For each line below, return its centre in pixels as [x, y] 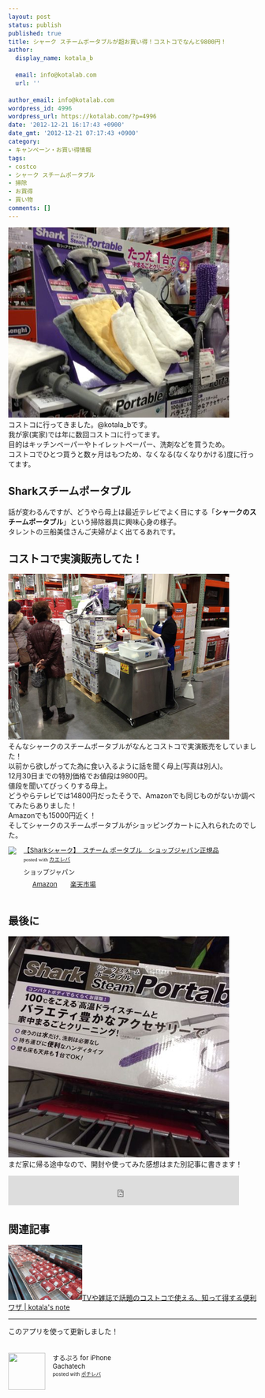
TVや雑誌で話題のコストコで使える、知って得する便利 [170, 1298]
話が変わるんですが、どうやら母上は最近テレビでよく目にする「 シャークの [129, 512]
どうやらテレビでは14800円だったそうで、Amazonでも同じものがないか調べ [132, 796]
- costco [22, 167]
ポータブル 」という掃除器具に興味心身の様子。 [105, 522]
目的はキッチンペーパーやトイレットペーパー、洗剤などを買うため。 [119, 444]
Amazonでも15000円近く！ [52, 815]
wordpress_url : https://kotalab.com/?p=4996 [82, 117]
